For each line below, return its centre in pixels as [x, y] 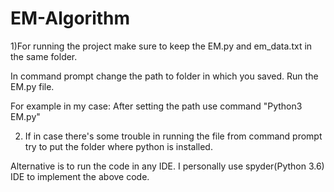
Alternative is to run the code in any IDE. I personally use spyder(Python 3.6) [167, 166]
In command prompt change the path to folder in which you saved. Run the [164, 76]
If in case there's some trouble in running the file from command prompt [173, 136]
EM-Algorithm [70, 18]
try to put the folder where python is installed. [118, 146]
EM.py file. [32, 86]
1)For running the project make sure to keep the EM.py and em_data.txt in [161, 46]
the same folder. [44, 56]
